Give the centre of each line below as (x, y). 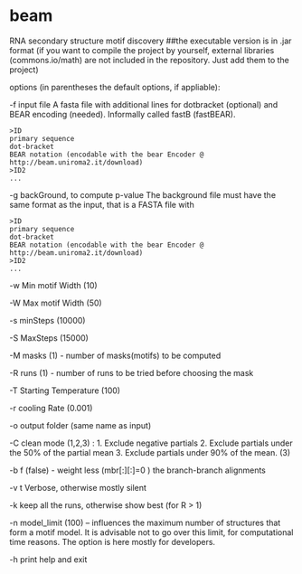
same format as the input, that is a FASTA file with (102, 204)
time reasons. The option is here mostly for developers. (112, 541)
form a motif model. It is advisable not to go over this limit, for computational (151, 532)
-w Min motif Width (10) (53, 285)
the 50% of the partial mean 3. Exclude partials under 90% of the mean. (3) (150, 452)
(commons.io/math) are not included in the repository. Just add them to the (149, 60)
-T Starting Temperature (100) (65, 391)
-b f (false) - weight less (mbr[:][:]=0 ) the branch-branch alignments (138, 470)
